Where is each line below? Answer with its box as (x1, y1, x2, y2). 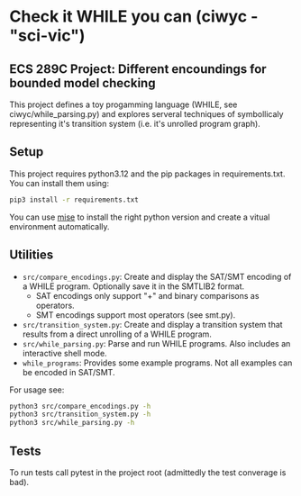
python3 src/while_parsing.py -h (9, 419, 135, 428)
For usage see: (9, 384, 65, 395)
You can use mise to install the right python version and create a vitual (9, 212, 270, 222)
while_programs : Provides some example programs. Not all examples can (22, 357, 293, 368)
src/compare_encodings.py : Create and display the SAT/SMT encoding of (22, 271, 292, 282)
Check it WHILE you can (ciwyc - (9, 6, 259, 27)
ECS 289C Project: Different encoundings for (9, 61, 268, 77)
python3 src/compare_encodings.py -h (9, 401, 151, 410)
